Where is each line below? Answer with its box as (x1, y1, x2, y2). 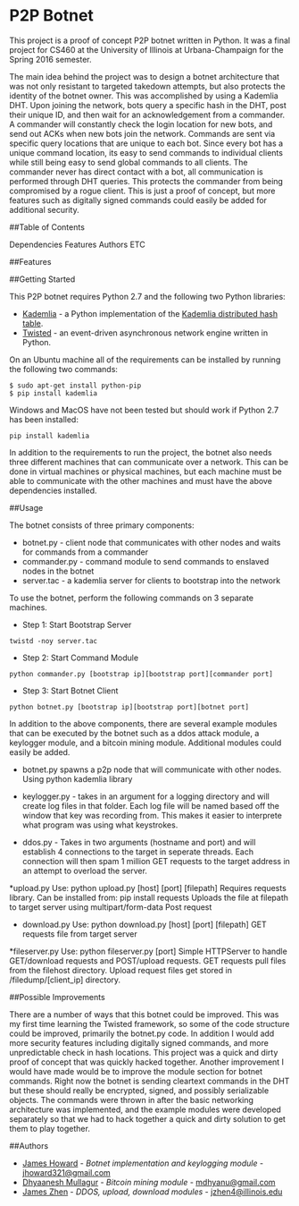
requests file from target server (21, 928, 137, 939)
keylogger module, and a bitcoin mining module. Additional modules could (9, 737, 282, 748)
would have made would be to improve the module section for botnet (9, 1066, 263, 1076)
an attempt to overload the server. (21, 865, 147, 876)
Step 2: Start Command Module (21, 652, 139, 663)
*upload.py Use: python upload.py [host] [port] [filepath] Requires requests (9, 882, 287, 893)
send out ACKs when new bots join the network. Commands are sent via (9, 128, 276, 139)
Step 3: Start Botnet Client (21, 685, 119, 696)
